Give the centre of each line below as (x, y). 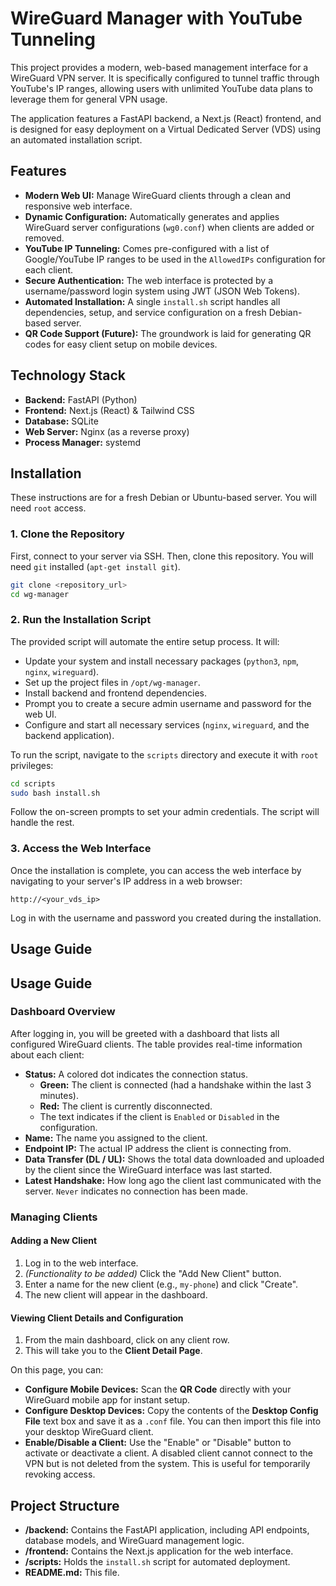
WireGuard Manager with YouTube (156, 18)
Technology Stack (68, 375)
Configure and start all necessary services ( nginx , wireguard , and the (167, 724)
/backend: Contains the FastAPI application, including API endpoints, (167, 1529)
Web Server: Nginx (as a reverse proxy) (107, 431)
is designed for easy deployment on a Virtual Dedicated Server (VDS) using (166, 129)
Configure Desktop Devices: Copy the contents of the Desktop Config (171, 1411)
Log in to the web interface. (81, 1263)
